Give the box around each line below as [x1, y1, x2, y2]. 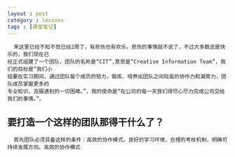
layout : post [7, 10, 49, 17]
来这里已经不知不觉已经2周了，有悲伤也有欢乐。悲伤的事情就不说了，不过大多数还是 [13, 43, 221, 51]
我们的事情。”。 [7, 96, 45, 103]
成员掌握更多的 [12, 81, 50, 88]
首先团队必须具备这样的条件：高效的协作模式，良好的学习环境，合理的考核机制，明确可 [13, 137, 228, 144]
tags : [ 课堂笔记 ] [7, 23, 58, 30]
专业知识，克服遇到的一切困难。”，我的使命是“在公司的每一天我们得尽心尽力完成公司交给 [7, 88, 225, 95]
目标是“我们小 [17, 66, 53, 73]
